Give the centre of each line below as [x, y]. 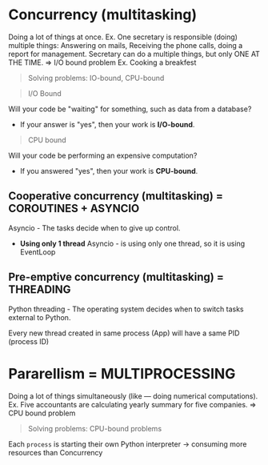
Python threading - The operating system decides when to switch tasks [126, 309]
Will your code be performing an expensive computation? [103, 155]
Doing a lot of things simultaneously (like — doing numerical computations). [133, 396]
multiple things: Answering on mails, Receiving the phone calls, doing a [126, 45]
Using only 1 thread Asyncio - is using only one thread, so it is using [132, 243]
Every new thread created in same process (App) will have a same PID [124, 333]
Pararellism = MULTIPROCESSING [122, 373]
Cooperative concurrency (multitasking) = [116, 196]
